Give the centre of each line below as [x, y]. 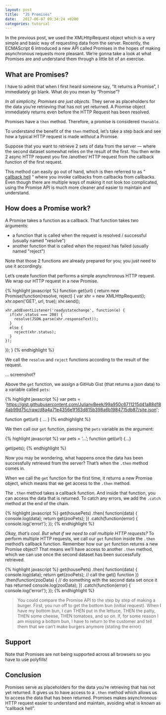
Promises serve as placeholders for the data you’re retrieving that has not [80, 687]
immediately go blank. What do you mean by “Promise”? [62, 92]
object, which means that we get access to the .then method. [68, 483]
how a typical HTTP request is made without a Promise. [62, 137]
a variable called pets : [28, 389]
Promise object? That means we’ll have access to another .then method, [79, 549]
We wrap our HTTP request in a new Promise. [52, 281]
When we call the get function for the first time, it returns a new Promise [79, 478]
